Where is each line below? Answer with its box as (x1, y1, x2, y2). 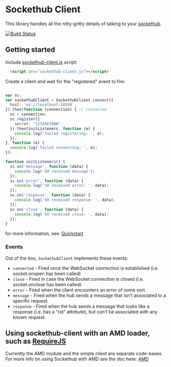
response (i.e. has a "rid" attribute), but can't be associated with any (12, 308, 158, 315)
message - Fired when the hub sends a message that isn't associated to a (12, 292, 166, 298)
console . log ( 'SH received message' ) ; (14, 168, 96, 174)
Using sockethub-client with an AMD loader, (5, 329, 150, 337)
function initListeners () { (5, 159, 66, 164)
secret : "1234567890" (14, 121, 61, 126)
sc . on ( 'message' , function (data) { (10, 164, 88, 169)
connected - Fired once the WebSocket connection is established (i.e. (12, 265, 159, 271)
